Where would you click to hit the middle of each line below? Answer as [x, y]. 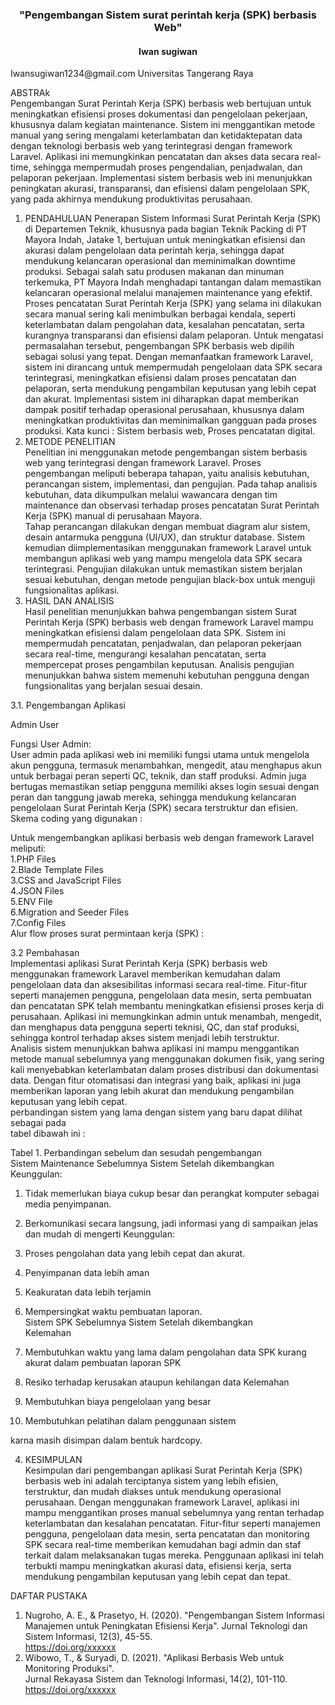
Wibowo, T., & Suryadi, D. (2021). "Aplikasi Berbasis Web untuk [154, 1658]
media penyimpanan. [68, 1204]
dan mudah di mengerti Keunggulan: [99, 1234]
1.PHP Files [33, 859]
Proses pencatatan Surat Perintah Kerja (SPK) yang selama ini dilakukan [173, 304]
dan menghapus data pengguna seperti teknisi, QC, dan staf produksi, [155, 1027]
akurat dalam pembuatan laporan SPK [103, 1363]
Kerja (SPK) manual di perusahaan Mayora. [113, 516]
